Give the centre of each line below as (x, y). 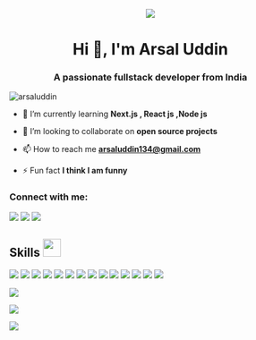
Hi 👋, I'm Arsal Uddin (150, 50)
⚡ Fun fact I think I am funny (75, 171)
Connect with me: (49, 197)
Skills (25, 253)
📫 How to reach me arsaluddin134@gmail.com (111, 149)
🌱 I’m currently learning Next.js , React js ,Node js (115, 114)
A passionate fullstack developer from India (150, 78)
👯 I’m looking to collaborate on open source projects (119, 132)
